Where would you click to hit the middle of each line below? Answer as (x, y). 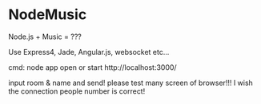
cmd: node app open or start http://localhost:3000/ (93, 67)
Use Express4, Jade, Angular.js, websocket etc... (89, 52)
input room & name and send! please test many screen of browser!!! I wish (131, 83)
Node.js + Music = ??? (45, 37)
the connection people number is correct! (77, 91)
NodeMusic (48, 15)
